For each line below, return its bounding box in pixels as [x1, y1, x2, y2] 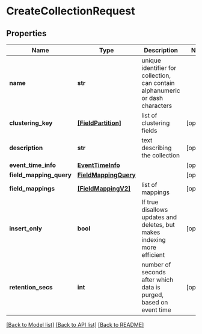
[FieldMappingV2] [77, 184, 131, 192]
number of [141, 260, 171, 269]
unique [141, 56, 161, 65]
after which [141, 276, 174, 284]
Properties [6, 28, 47, 39]
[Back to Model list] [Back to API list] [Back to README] [6, 321, 144, 328]
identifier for [141, 64, 177, 72]
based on [141, 298, 168, 306]
